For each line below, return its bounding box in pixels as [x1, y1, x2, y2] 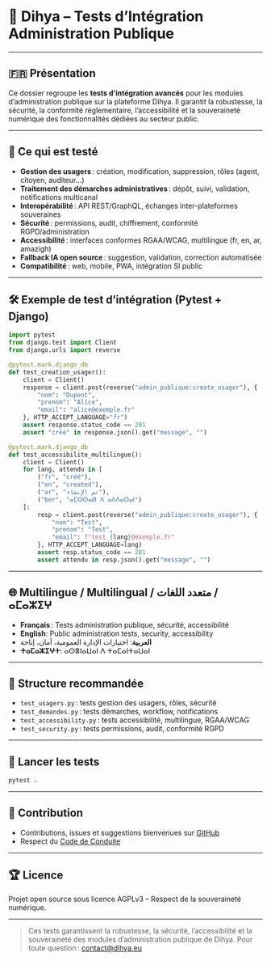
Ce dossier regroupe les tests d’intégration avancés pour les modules [8, 88, 244, 98]
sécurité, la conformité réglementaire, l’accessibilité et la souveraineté [8, 105, 240, 115]
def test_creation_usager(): [8, 368, 106, 376]
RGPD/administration [19, 226, 90, 236]
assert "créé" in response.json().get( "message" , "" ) [23, 428, 207, 436]
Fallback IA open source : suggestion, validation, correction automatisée [19, 252, 262, 262]
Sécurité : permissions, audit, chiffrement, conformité [19, 218, 198, 227]
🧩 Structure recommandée [8, 676, 144, 690]
